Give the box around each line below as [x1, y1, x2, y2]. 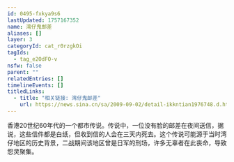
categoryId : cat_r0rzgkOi [7, 43, 82, 50]
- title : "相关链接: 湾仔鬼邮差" [13, 95, 101, 102]
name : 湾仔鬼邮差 [7, 23, 52, 30]
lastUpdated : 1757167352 [7, 17, 79, 24]
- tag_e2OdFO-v [13, 56, 58, 63]
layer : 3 [7, 36, 33, 43]
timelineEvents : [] [7, 82, 64, 89]
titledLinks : [7, 88, 45, 95]
